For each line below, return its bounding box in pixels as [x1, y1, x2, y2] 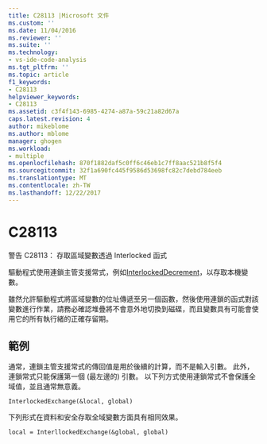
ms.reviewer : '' [8, 33, 62, 42]
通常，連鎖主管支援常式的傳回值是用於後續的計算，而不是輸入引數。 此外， [8, 362, 254, 372]
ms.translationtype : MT [8, 174, 87, 183]
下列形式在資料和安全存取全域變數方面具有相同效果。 [8, 412, 183, 422]
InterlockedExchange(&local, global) [8, 398, 133, 406]
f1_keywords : [8, 78, 52, 86]
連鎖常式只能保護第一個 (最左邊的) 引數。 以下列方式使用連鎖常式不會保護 [8, 372, 250, 381]
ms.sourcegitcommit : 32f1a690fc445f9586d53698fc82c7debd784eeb [8, 167, 222, 175]
